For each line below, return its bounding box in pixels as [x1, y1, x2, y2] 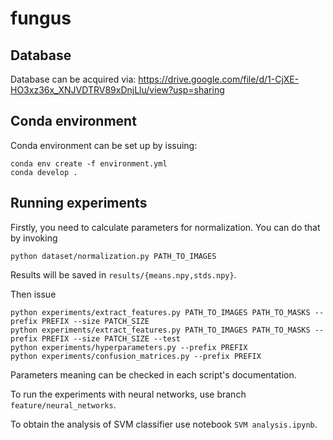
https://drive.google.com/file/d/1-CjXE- [138, 73, 300, 85]
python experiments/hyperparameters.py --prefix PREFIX [10, 342, 248, 352]
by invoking [10, 232, 58, 244]
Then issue [10, 288, 57, 300]
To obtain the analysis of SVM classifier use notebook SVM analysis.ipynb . [10, 418, 318, 430]
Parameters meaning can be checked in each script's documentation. [10, 368, 297, 381]
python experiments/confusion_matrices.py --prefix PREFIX [10, 351, 262, 361]
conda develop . [10, 167, 78, 177]
